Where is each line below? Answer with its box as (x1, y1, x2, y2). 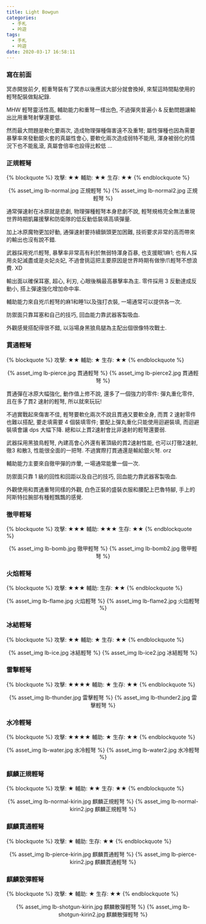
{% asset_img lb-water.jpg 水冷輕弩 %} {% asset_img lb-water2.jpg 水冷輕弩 (6, 746, 200, 754)
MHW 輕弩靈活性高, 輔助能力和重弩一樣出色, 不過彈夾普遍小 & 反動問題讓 (6, 106, 191, 113)
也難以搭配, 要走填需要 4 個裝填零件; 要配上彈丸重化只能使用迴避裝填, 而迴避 (6, 418, 200, 426)
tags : (6, 32, 20, 38)
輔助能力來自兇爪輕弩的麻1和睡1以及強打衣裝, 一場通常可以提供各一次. (6, 298, 182, 305)
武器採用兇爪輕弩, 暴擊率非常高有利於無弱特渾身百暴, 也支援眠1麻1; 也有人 (6, 249, 192, 256)
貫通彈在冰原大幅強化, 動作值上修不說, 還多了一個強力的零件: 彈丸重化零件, (6, 390, 194, 397)
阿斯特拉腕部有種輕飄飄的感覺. (6, 493, 84, 500)
